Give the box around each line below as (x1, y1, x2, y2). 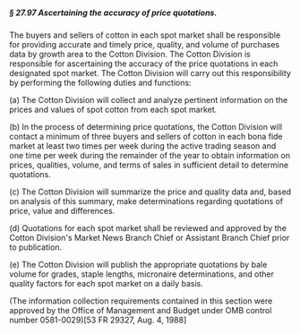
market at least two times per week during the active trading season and (9, 140, 277, 151)
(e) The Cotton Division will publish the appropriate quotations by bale (9, 259, 268, 270)
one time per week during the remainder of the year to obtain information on (9, 150, 291, 160)
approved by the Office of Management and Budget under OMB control (9, 304, 272, 315)
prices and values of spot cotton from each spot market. (9, 104, 218, 115)
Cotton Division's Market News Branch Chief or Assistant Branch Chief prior (9, 232, 290, 243)
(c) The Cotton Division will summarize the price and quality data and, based (9, 186, 292, 197)
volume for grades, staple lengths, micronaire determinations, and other (9, 269, 275, 279)
